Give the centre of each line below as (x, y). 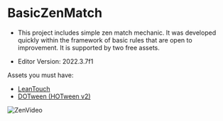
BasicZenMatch (55, 13)
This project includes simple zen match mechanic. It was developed (117, 33)
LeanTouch (34, 88)
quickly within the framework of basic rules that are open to (105, 40)
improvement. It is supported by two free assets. (88, 47)
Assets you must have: (40, 75)
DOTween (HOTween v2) (54, 96)
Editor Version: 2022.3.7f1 (55, 61)
